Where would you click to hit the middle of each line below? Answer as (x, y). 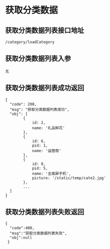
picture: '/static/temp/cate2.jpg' (69, 178)
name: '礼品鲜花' (48, 128)
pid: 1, (40, 145)
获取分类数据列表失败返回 (44, 212)
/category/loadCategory (30, 42)
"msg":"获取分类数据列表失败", (38, 233)
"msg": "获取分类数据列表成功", (39, 109)
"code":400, (22, 228)
